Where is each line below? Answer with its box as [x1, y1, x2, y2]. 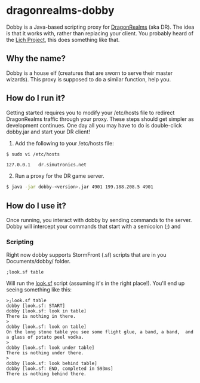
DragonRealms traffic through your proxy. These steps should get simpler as [6, 115, 194, 123]
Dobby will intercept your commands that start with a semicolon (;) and [6, 223, 181, 230]
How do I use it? [6, 200, 67, 211]
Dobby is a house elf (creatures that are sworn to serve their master [6, 69, 173, 77]
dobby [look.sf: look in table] [6, 308, 87, 314]
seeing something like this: [6, 286, 72, 293]
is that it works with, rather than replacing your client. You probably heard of [6, 29, 194, 37]
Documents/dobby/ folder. [6, 258, 70, 265]
